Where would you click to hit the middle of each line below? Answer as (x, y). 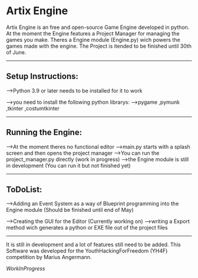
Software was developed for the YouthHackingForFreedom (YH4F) (87, 251)
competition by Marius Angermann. (49, 257)
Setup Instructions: (42, 76)
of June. (16, 52)
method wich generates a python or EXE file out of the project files (87, 228)
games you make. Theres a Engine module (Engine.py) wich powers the (93, 40)
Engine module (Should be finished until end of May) (70, 210)
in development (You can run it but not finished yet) (68, 165)
